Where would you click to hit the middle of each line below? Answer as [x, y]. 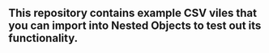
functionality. [43, 38]
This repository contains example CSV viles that [133, 13]
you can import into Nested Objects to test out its [135, 26]
